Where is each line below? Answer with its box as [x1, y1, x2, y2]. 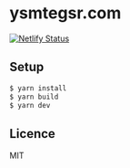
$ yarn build [9, 92, 59, 101]
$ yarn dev [9, 100, 51, 110]
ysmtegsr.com [9, 3, 122, 24]
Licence [9, 126, 56, 142]
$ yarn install [9, 83, 67, 93]
